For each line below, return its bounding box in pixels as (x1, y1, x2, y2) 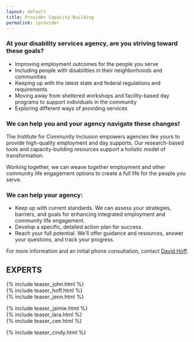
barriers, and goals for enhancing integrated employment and (14, 211, 166, 218)
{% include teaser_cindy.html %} (6, 329, 87, 336)
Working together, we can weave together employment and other (6, 163, 166, 170)
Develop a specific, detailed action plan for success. (14, 224, 143, 231)
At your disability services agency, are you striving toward (6, 39, 178, 48)
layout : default (6, 8, 46, 15)
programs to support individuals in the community (14, 98, 137, 105)
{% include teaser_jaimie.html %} (6, 305, 88, 312)
